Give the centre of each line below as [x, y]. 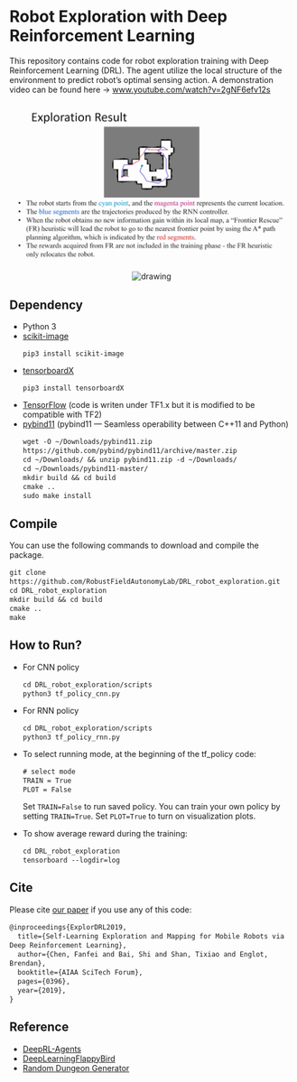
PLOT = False [47, 790]
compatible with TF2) [62, 415]
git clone [28, 573]
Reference [39, 1027]
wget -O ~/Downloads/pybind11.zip [87, 442]
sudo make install [57, 496]
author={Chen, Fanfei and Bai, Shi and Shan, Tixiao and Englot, [143, 954]
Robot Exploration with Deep [118, 17]
